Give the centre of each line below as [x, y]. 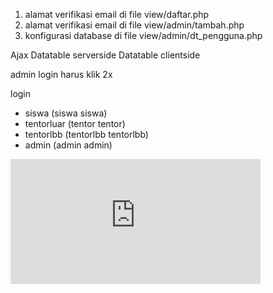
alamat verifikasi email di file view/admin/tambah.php [134, 25]
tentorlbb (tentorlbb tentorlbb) [86, 134]
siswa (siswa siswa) [66, 113]
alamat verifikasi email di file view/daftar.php [117, 14]
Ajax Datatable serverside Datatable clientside [105, 55]
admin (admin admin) [68, 145]
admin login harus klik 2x [61, 74]
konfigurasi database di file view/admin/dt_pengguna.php [143, 35]
